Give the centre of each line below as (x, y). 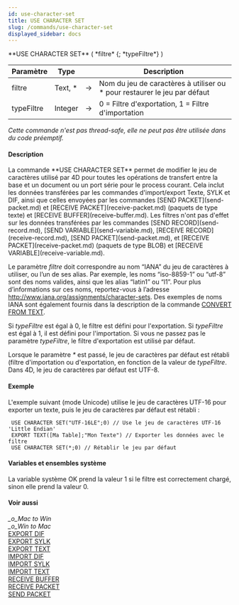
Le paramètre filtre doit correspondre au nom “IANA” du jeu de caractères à (118, 267)
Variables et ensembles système (57, 464)
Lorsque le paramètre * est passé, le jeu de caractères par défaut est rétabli (119, 355)
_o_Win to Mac (30, 526)
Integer (66, 109)
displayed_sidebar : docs (45, 34)
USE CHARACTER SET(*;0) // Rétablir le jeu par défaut (94, 448)
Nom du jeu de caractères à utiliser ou (162, 84)
